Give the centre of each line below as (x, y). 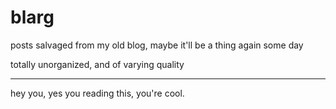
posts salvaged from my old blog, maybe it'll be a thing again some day (157, 45)
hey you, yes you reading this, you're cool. (97, 93)
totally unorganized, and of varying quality (97, 64)
